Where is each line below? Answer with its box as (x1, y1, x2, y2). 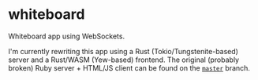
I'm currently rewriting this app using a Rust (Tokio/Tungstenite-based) (8, 46, 239, 56)
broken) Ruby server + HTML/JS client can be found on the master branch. (8, 63, 251, 72)
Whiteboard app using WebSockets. (8, 31, 125, 41)
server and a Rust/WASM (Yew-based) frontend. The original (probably (8, 55, 239, 64)
